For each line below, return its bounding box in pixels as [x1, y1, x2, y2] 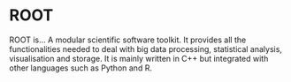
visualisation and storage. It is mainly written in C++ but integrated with [9, 53, 269, 63]
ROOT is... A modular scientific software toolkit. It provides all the [9, 34, 247, 45]
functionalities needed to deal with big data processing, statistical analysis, [9, 43, 283, 54]
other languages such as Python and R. [9, 63, 153, 73]
